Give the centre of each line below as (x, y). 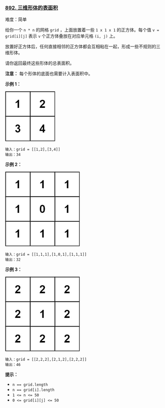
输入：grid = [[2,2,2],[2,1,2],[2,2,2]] (46, 360)
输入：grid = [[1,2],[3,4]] (33, 150)
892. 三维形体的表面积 (32, 7)
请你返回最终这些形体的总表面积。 (40, 63)
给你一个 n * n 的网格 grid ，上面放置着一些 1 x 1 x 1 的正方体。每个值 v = (82, 30)
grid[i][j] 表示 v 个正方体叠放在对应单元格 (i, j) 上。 (62, 36)
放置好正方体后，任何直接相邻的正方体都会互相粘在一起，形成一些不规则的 (81, 47)
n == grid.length (30, 385)
